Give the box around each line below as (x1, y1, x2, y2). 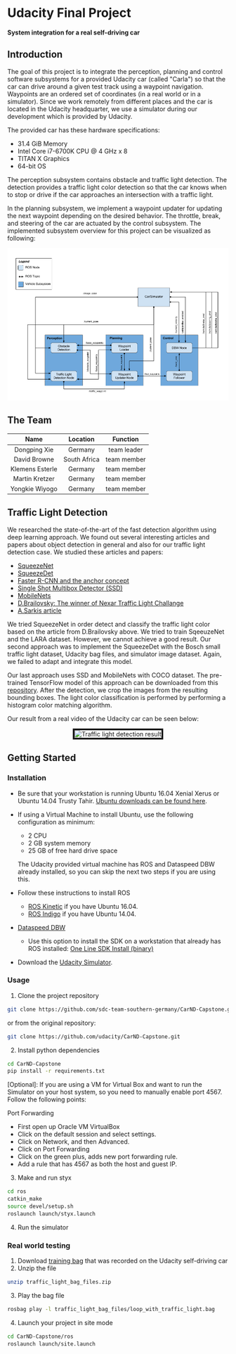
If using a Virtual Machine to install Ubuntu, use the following (17, 810, 194, 819)
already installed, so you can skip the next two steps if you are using (17, 867, 216, 876)
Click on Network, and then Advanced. (17, 1137, 130, 1146)
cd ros (7, 1188, 27, 1195)
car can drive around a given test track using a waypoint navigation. (7, 82, 204, 91)
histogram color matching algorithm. (7, 701, 112, 709)
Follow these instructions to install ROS (17, 888, 131, 897)
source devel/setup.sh (7, 1203, 74, 1211)
